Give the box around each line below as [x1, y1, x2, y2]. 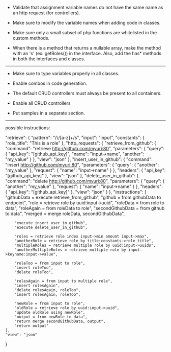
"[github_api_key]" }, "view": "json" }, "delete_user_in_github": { [5, 173, 139, 178]
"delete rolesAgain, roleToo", [14, 288, 81, 293]
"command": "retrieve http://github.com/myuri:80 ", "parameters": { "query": [5, 146, 165, 151]
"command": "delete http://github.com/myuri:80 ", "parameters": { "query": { [5, 178, 165, 184]
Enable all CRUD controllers [12, 100, 71, 106]
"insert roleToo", [14, 265, 53, 270]
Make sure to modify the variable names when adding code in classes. [12, 20, 161, 26]
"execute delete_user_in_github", [14, 225, 88, 230]
